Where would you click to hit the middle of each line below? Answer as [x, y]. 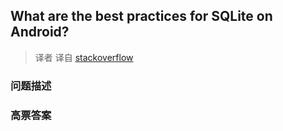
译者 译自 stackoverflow [84, 57]
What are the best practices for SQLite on [141, 16]
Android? [40, 32]
